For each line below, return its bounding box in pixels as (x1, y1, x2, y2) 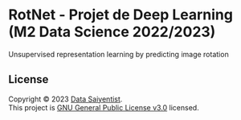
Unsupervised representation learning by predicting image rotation (8, 49, 229, 59)
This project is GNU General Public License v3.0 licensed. (8, 102, 199, 112)
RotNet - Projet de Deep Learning (8, 6, 233, 24)
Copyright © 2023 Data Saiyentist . (8, 94, 123, 104)
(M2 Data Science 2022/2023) (8, 23, 216, 41)
